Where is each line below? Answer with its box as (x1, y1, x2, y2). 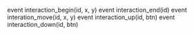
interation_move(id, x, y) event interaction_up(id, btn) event (7, 13, 175, 21)
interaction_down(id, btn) (7, 21, 79, 28)
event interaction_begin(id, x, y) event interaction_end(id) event (7, 6, 188, 14)
